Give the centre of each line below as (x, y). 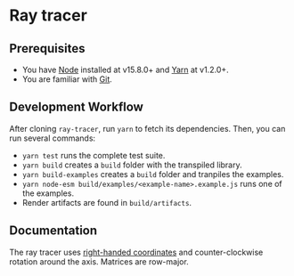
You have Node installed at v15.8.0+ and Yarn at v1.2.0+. (125, 69)
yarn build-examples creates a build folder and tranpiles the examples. (153, 174)
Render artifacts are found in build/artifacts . (107, 202)
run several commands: (53, 138)
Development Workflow (77, 107)
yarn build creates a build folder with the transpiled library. (132, 165)
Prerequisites (47, 49)
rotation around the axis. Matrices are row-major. (99, 261)
